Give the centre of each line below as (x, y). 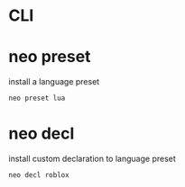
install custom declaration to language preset (92, 159)
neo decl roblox (39, 175)
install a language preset (54, 82)
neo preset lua (37, 98)
